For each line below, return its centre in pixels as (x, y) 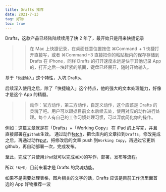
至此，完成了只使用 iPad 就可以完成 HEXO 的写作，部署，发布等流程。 (73, 157)
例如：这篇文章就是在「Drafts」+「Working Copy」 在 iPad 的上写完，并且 (81, 128)
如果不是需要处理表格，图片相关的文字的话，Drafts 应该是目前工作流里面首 (81, 178)
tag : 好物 (14, 19)
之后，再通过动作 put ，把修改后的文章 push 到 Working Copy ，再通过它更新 (80, 140)
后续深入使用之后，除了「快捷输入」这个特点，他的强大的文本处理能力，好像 (83, 88)
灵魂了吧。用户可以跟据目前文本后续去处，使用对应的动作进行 (93, 111)
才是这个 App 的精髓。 (28, 95)
